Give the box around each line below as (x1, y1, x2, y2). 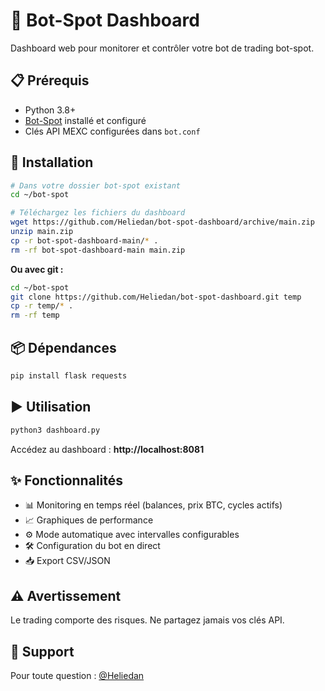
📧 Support (10, 643, 75, 660)
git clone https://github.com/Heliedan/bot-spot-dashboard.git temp (10, 292, 302, 302)
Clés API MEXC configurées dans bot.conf (24, 125, 201, 137)
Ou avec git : (10, 263, 64, 275)
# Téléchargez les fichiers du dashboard (10, 208, 186, 218)
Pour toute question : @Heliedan (10, 670, 145, 681)
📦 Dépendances (10, 339, 117, 356)
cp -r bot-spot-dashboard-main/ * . (10, 235, 159, 246)
